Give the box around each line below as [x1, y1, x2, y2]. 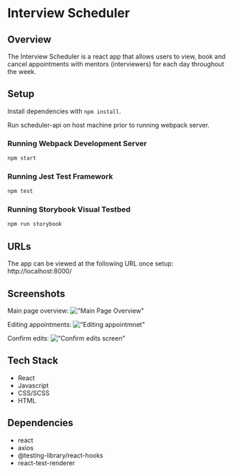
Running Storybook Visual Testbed [7, 204, 130, 214]
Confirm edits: [7, 333, 50, 343]
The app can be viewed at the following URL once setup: [7, 259, 174, 268]
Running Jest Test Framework [7, 171, 113, 181]
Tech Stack [7, 355, 58, 367]
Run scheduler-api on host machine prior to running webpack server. [7, 120, 210, 129]
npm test [7, 187, 33, 195]
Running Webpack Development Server [7, 138, 147, 148]
